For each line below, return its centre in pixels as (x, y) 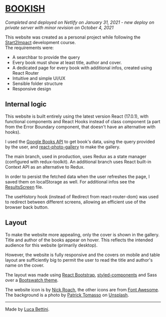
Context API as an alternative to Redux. (45, 167)
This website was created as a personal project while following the (73, 37)
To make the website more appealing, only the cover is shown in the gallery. (82, 234)
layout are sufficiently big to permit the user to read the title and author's (79, 260)
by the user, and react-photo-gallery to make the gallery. (63, 147)
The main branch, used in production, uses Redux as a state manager (76, 156)
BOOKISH (25, 9)
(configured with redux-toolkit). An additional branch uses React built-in (78, 162)
